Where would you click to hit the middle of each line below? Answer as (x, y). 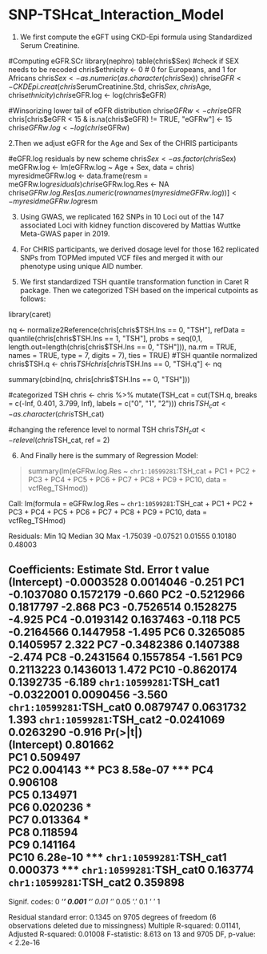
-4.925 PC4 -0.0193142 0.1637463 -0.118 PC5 (125, 620)
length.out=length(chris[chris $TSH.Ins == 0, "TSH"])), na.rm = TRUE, (123, 347)
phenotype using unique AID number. (82, 266)
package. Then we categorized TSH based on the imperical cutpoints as (139, 290)
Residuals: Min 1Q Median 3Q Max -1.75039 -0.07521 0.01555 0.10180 (123, 536)
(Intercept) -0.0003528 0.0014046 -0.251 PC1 (126, 582)
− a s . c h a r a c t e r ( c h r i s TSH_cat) (56, 413)
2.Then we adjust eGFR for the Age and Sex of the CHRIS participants (123, 143)
